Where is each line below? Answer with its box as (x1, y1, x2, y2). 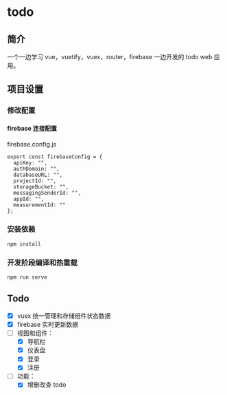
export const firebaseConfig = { (7, 153, 103, 160)
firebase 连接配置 (7, 124, 57, 132)
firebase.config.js (7, 140, 57, 148)
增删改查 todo (27, 381, 67, 389)
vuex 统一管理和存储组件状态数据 (16, 311, 111, 320)
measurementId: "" (13, 201, 67, 209)
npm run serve (7, 274, 48, 281)
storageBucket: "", (13, 183, 69, 190)
